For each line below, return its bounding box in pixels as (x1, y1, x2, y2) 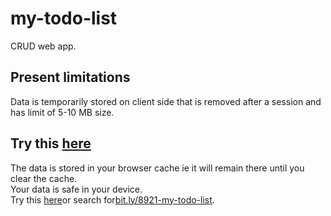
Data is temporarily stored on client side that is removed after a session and (10, 95, 322, 107)
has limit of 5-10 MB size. (10, 106, 115, 118)
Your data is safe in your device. (10, 183, 143, 195)
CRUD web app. (10, 40, 77, 52)
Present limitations (10, 69, 131, 86)
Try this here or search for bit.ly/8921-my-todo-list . (10, 193, 215, 206)
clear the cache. (10, 172, 78, 184)
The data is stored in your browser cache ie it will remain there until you (10, 162, 305, 174)
